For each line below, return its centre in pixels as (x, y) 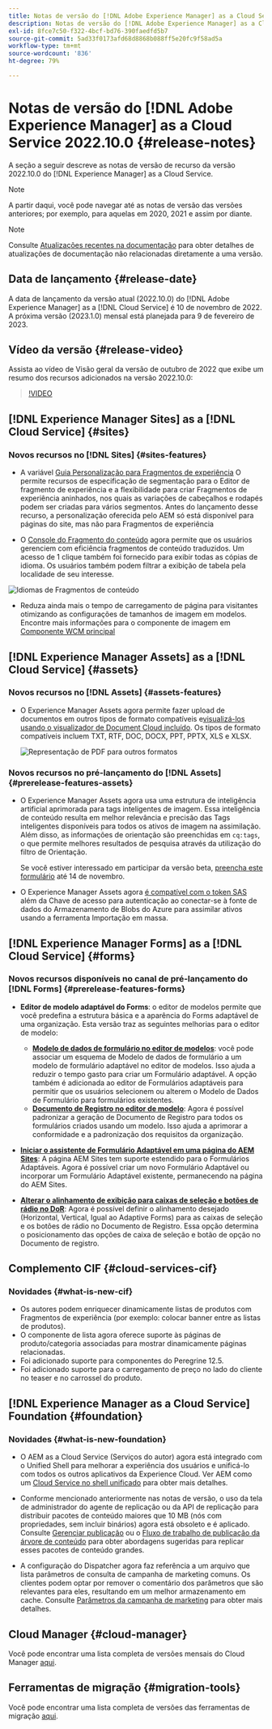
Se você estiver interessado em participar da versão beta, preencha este (141, 868)
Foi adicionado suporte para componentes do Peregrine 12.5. (122, 1361)
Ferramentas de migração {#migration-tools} (125, 1688)
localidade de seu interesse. (67, 574)
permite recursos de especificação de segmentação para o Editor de (135, 481)
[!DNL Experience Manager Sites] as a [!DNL (122, 419)
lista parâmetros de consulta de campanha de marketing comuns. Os (135, 1574)
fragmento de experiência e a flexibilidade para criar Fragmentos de (134, 490)
